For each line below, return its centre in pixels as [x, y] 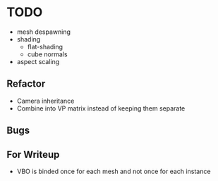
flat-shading [45, 46]
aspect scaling [38, 61]
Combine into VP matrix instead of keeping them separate [101, 108]
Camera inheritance [46, 101]
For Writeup [33, 155]
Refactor [26, 84]
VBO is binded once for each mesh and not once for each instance [114, 171]
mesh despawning [44, 32]
